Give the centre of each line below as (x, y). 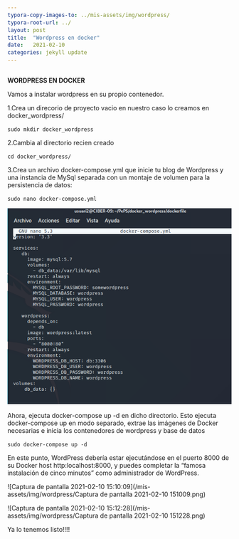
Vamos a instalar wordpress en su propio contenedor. (86, 94)
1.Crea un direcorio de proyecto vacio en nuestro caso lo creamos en (108, 108)
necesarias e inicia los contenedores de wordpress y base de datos (106, 431)
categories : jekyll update (47, 53)
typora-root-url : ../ (39, 22)
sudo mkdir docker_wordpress (51, 130)
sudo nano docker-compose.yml (52, 199)
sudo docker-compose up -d (47, 445)
